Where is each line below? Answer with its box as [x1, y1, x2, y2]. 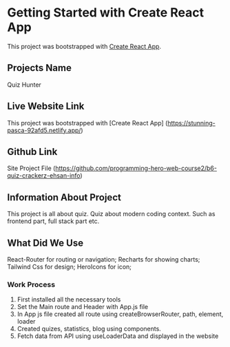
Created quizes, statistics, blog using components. [17, 325, 162, 333]
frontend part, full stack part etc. [7, 217, 100, 225]
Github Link [7, 146, 58, 158]
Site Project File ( [7, 164, 56, 173]
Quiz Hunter [7, 81, 41, 89]
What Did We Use [7, 237, 84, 249]
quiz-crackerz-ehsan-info [7, 171, 81, 180]
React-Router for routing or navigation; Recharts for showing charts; [7, 255, 200, 263]
